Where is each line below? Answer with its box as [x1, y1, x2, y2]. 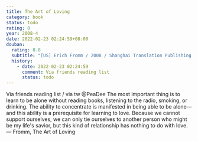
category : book [6, 14, 44, 20]
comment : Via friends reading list [21, 69, 110, 75]
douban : [6, 42, 25, 48]
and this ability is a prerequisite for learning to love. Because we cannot [6, 110, 180, 117]
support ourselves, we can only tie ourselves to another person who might [6, 116, 187, 123]
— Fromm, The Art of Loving [6, 128, 76, 136]
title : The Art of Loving [6, 8, 70, 15]
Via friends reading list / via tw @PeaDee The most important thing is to [6, 91, 180, 98]
